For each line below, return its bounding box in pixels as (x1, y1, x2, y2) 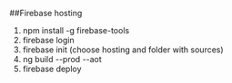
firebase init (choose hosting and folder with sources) (22, 44, 225, 55)
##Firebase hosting (9, 8, 83, 18)
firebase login (22, 35, 75, 45)
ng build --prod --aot (22, 54, 102, 64)
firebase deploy (22, 63, 82, 74)
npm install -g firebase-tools (22, 25, 130, 35)
